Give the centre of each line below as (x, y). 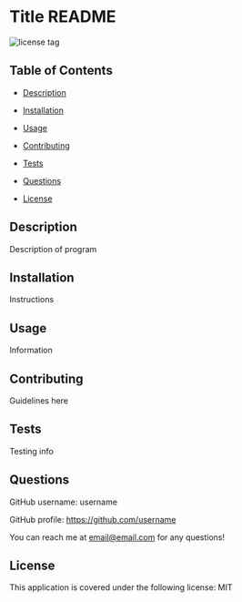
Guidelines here (39, 401)
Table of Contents (61, 71)
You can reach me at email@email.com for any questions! (117, 537)
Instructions (32, 300)
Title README (63, 17)
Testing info (32, 451)
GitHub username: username (64, 502)
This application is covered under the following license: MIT (121, 587)
